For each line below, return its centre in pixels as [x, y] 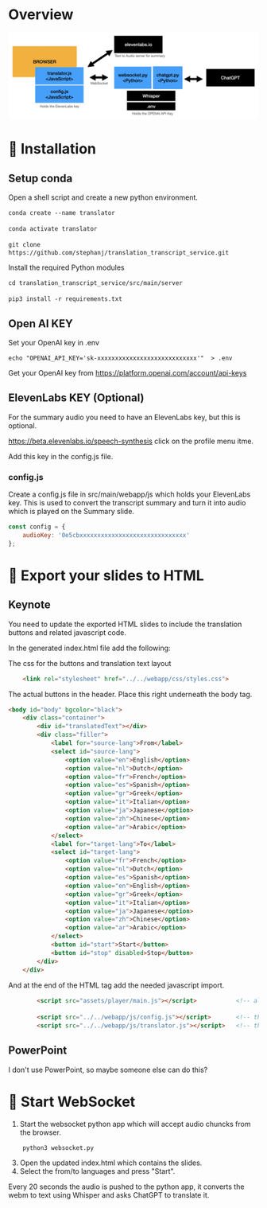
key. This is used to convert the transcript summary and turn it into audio [127, 503]
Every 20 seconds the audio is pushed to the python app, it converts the [126, 1187]
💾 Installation [52, 149]
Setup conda [41, 178]
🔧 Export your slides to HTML [106, 575]
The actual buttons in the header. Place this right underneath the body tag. [130, 694]
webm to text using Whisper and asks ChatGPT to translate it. [109, 1194]
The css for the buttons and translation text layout [90, 663]
